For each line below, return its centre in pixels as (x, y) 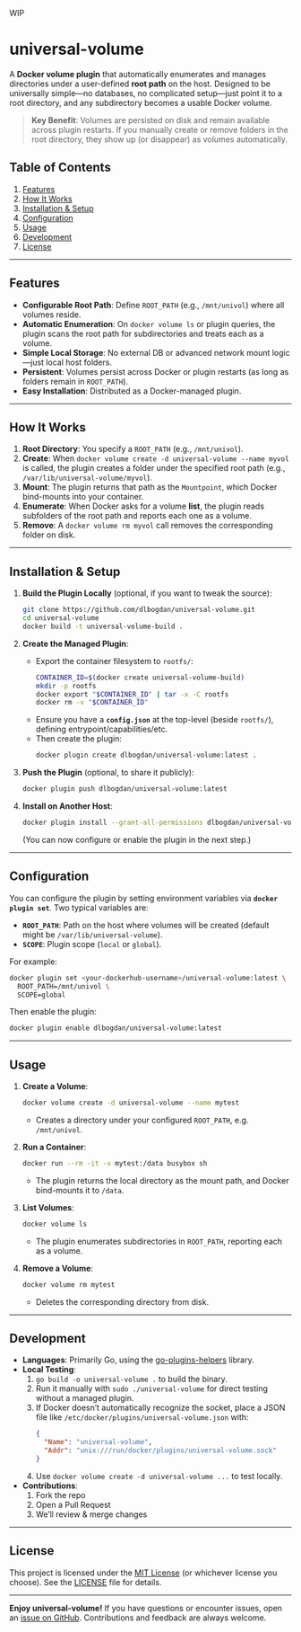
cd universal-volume (60, 618)
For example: (34, 962)
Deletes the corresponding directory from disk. (122, 1301)
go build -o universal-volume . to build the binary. (132, 1379)
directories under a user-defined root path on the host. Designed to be (140, 84)
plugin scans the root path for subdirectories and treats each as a (143, 333)
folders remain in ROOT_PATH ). (75, 381)
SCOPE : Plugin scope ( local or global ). (92, 944)
